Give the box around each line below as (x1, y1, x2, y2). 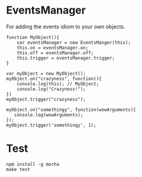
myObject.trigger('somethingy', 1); (6, 122, 96, 128)
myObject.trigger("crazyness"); (6, 96, 86, 102)
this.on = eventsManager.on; (17, 45, 89, 51)
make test (6, 166, 31, 172)
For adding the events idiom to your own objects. (6, 23, 125, 30)
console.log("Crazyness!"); (17, 86, 86, 92)
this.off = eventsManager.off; (17, 50, 94, 56)
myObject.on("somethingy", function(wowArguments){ (6, 107, 136, 113)
